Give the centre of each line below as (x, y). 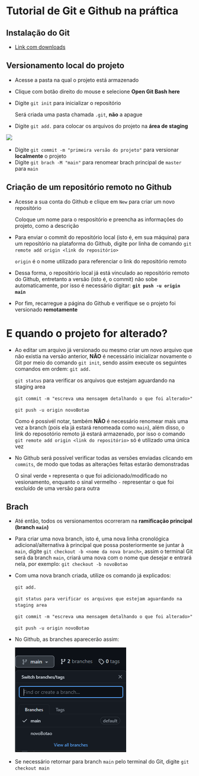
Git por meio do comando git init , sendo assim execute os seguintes (101, 362)
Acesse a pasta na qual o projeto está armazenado (77, 80)
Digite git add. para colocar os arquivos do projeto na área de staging (101, 126)
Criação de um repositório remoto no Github (89, 187)
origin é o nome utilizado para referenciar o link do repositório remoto (100, 261)
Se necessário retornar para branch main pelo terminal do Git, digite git (102, 762)
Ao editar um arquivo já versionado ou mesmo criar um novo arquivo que (104, 350)
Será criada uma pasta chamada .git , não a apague (78, 115)
